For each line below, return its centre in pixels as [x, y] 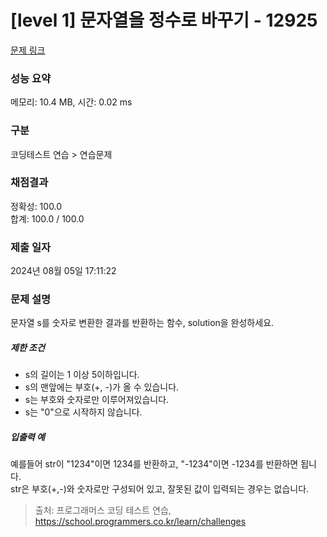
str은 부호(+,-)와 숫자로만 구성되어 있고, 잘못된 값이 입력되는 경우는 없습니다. [160, 489]
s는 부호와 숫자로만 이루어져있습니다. [97, 400]
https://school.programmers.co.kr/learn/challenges [140, 522]
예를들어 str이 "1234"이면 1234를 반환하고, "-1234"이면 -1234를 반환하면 [154, 464]
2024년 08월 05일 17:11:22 [63, 271]
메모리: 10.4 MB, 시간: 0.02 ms [71, 102]
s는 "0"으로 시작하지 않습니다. [83, 412]
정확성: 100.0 [36, 206]
